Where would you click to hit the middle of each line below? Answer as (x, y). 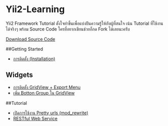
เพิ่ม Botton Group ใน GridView (44, 93)
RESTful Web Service (35, 118)
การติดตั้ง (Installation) (34, 59)
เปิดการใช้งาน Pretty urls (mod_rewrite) (51, 113)
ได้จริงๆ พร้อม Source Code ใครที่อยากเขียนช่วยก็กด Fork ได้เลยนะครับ (68, 29)
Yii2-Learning (35, 9)
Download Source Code (31, 39)
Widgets (19, 75)
